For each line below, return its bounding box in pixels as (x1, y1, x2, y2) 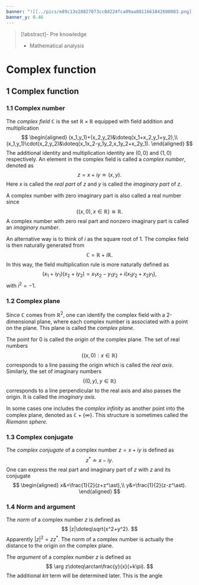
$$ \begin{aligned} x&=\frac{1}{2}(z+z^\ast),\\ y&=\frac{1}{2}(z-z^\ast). (12, 481, 187, 488)
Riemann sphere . (6, 418, 48, 425)
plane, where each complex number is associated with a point (37, 318, 188, 325)
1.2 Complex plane (6, 297, 60, 305)
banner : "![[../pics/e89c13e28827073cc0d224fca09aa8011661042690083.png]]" (6, 8, 197, 15)
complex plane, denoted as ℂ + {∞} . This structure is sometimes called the (6, 411, 188, 418)
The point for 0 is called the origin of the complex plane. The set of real (6, 336, 180, 343)
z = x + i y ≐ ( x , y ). (77, 171, 122, 179)
